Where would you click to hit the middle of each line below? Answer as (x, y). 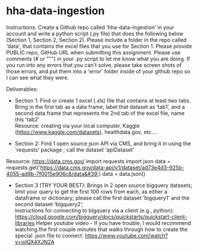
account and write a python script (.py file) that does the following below (95, 33)
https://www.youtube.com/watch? (127, 236)
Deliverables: (22, 89)
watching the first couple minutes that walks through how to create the (101, 229)
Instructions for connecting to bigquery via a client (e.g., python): (94, 210)
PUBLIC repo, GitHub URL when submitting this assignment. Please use (93, 52)
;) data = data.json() (121, 173)
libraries (25, 223)
